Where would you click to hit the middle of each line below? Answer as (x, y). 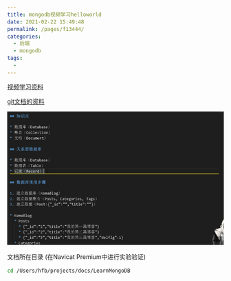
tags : (15, 59)
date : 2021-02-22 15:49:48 (46, 22)
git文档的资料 (26, 101)
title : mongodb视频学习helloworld (54, 14)
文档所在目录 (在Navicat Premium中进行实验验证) (77, 257)
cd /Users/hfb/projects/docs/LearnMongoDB (69, 271)
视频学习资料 (25, 87)
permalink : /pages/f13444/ (46, 29)
